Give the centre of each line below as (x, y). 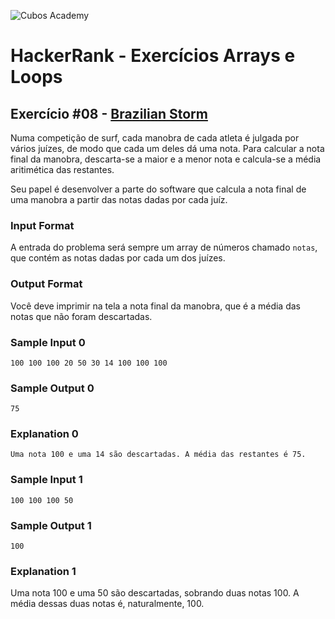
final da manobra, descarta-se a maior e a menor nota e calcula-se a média (166, 159)
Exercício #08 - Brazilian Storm (109, 113)
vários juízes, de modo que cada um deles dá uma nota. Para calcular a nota (167, 148)
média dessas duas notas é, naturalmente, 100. (107, 604)
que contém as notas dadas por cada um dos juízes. (118, 258)
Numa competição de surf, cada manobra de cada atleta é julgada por (155, 138)
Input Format (42, 225)
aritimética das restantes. (62, 169)
